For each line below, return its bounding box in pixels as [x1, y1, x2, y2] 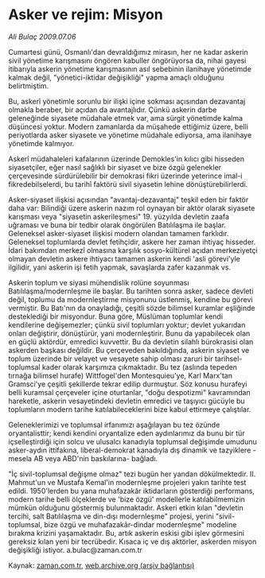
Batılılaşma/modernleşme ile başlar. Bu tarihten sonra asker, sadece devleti [8, 286, 254, 296]
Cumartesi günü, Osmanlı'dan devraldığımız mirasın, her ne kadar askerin [8, 47, 248, 56]
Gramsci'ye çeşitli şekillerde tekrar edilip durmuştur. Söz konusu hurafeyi [8, 379, 247, 389]
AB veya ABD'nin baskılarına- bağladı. [33, 453, 158, 463]
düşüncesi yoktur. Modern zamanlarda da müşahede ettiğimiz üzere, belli [8, 122, 249, 131]
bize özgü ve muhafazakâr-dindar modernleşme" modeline [43, 519, 237, 530]
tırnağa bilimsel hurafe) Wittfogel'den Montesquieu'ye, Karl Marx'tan [8, 370, 233, 380]
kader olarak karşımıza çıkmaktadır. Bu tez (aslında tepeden [41, 362, 237, 371]
